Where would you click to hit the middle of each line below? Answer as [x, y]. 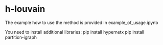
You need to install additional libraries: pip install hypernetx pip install [75, 32]
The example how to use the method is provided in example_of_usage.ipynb [81, 22]
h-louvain [25, 9]
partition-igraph [21, 37]
